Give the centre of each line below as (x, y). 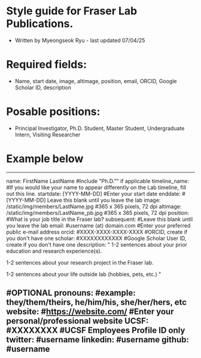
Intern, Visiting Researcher (48, 134)
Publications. (40, 24)
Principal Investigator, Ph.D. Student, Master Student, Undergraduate (100, 128)
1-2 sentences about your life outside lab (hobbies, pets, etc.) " (84, 274)
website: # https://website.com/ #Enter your (90, 312)
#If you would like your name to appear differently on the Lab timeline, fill (96, 187)
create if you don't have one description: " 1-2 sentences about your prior (97, 244)
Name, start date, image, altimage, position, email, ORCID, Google (96, 81)
